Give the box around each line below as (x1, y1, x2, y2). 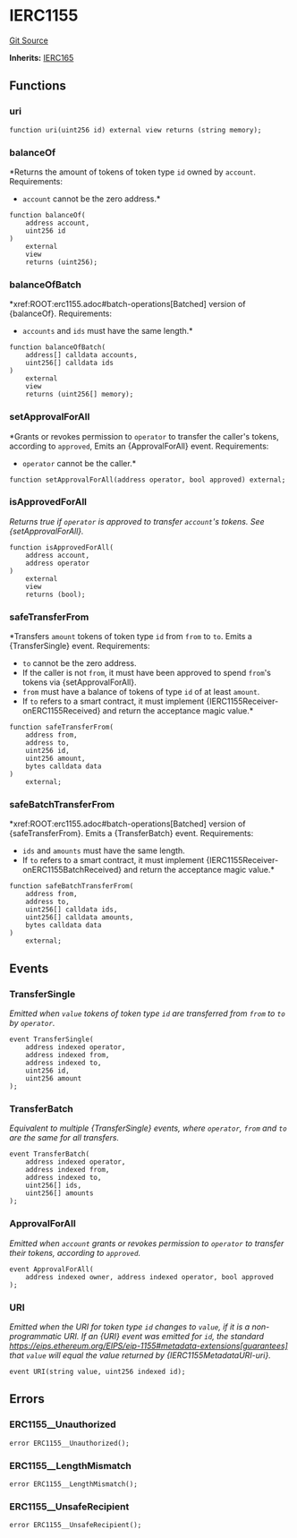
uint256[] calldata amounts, (25, 913, 134, 922)
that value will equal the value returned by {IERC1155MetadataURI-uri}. (9, 1349, 271, 1361)
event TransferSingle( (9, 1035, 94, 1044)
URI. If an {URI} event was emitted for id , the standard (64, 1330, 265, 1341)
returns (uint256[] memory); (25, 390, 134, 399)
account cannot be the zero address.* (21, 193, 161, 204)
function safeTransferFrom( (9, 722, 115, 732)
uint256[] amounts (25, 1189, 94, 1198)
